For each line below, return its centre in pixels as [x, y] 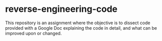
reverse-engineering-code [61, 9]
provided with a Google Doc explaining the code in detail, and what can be [81, 28]
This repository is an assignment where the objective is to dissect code [78, 23]
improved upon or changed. [33, 33]
